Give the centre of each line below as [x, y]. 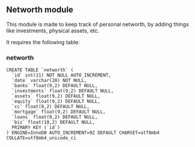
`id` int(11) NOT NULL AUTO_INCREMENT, [61, 75]
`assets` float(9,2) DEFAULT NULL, [56, 96]
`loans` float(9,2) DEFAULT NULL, [55, 117]
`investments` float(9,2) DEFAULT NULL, [63, 91]
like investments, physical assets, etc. [53, 30]
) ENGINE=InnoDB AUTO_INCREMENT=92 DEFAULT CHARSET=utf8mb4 [83, 133]
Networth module [40, 10]
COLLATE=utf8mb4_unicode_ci [41, 138]
